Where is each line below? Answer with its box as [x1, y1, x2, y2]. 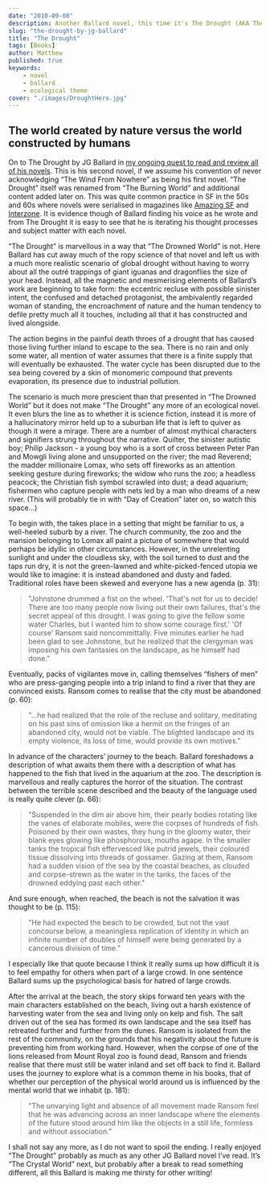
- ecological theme [22, 86, 88, 95]
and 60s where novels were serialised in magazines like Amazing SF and [8, 200, 249, 210]
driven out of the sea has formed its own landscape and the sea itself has [8, 1017, 252, 1027]
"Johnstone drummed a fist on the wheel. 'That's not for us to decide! [27, 594, 259, 603]
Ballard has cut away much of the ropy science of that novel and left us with [8, 250, 260, 259]
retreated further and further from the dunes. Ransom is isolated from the [8, 1026, 252, 1036]
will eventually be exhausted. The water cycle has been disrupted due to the [8, 359, 261, 370]
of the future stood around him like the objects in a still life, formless [27, 1118, 253, 1128]
